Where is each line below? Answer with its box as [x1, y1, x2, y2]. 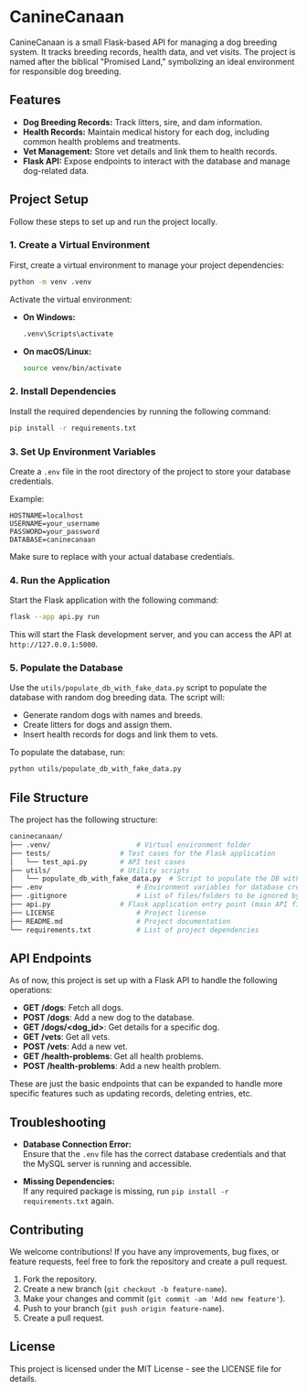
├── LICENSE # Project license [9, 908, 206, 917]
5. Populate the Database [9, 661, 123, 674]
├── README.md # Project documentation [9, 916, 231, 926]
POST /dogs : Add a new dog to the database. [22, 1012, 195, 1023]
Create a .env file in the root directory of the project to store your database [9, 465, 291, 476]
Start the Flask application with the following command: [9, 594, 219, 605]
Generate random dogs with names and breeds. [22, 710, 204, 721]
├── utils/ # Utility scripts [9, 866, 190, 875]
